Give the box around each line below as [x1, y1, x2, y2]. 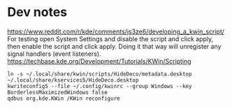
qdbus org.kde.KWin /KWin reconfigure [7, 95, 120, 102]
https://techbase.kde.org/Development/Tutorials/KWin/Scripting [7, 57, 191, 65]
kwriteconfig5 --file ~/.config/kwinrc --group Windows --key [7, 82, 192, 89]
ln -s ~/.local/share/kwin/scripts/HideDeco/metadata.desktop [7, 71, 192, 78]
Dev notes [7, 4, 68, 20]
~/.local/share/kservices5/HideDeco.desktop [7, 76, 139, 84]
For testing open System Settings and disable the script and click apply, [7, 34, 214, 43]
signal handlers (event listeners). [7, 50, 101, 58]
